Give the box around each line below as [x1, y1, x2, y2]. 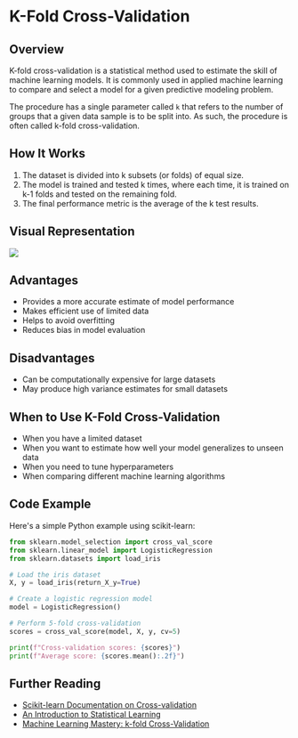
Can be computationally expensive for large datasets [21, 374, 216, 385]
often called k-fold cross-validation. [9, 120, 141, 131]
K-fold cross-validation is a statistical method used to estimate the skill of [9, 65, 278, 76]
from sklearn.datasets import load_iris [9, 554, 162, 563]
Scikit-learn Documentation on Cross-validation [21, 700, 197, 710]
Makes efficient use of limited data [21, 305, 149, 317]
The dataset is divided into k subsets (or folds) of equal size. [21, 169, 245, 180]
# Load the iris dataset [9, 570, 101, 580]
